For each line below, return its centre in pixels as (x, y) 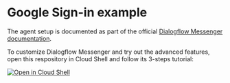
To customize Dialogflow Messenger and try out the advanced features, (109, 52)
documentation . (30, 38)
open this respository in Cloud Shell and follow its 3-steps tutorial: (100, 59)
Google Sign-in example (77, 13)
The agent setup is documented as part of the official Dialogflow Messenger (115, 31)
